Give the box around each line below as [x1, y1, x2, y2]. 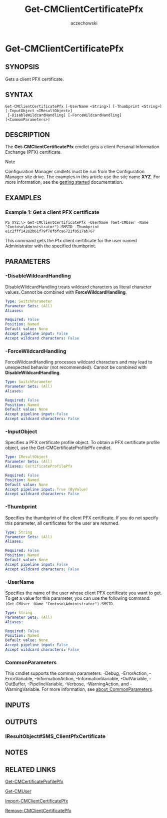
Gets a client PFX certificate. [5, 76, 64, 82]
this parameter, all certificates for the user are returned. [5, 520, 120, 526]
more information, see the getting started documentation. [5, 179, 123, 185]
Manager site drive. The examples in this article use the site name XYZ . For [5, 174, 160, 180]
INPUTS [5, 701, 30, 709]
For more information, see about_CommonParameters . [41, 686, 153, 692]
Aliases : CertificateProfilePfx [5, 464, 72, 469]
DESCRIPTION [5, 130, 50, 139]
